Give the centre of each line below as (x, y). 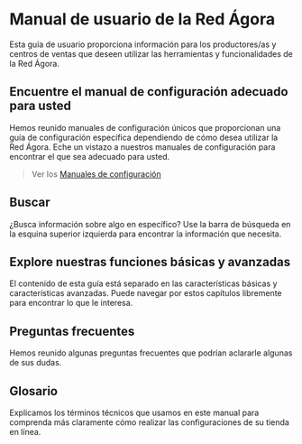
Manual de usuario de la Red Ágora (142, 19)
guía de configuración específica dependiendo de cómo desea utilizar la (144, 137)
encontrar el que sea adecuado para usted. (90, 156)
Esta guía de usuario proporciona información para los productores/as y (143, 44)
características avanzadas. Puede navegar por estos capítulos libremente (146, 293)
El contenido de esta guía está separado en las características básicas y (143, 283)
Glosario (34, 391)
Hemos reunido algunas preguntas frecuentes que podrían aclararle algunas (151, 353)
